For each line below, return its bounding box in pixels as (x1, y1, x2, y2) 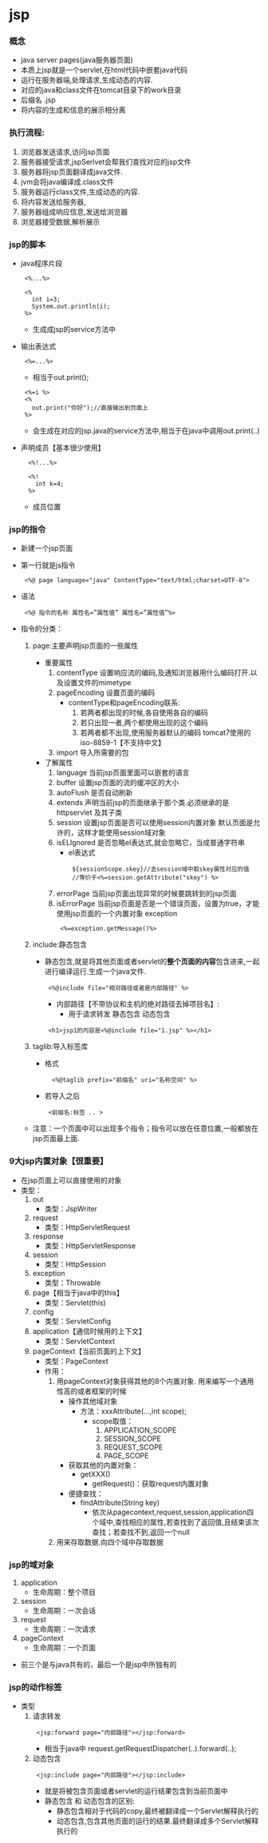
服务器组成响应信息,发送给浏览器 (20, 206, 128, 217)
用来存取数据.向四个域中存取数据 (56, 1537, 164, 1546)
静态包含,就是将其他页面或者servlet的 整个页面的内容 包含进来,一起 (44, 957, 260, 967)
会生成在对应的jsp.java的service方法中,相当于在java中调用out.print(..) (32, 426, 260, 436)
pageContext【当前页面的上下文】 (32, 1346, 146, 1356)
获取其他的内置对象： (68, 1460, 139, 1470)
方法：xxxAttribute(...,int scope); (80, 1406, 187, 1416)
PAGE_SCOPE (104, 1450, 149, 1460)
